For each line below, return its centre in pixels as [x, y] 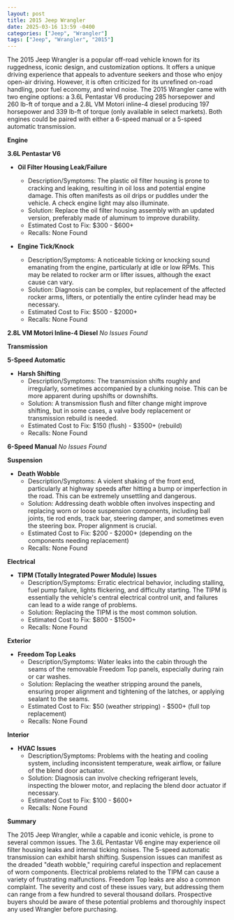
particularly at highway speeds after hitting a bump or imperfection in [127, 489]
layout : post [26, 14]
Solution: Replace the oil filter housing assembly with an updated [121, 211]
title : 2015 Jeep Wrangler [46, 20]
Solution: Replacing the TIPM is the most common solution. [112, 612]
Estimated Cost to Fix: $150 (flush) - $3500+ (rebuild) [105, 426]
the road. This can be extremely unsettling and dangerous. [112, 496]
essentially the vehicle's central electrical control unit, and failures [123, 597]
